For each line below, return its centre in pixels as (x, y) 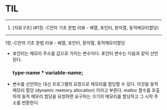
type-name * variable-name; (48, 72)
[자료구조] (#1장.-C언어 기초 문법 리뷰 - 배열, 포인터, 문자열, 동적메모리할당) (85, 27)
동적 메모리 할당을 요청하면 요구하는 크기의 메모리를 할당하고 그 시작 (87, 97)
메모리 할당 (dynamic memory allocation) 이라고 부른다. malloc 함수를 (81, 90)
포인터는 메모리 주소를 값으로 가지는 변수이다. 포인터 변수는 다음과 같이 (81, 53)
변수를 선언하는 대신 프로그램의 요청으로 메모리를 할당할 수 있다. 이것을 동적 (85, 84)
